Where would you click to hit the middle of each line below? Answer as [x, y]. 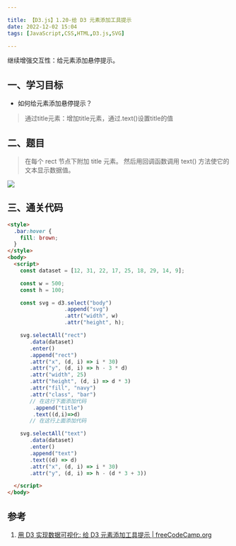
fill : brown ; [39, 238]
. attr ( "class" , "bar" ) [63, 394]
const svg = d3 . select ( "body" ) [66, 303]
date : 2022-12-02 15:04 [42, 27]
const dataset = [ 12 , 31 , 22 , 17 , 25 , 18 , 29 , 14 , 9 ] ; [102, 271]
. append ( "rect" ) [53, 355]
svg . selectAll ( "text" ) [53, 434]
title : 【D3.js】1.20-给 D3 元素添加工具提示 [70, 20]
